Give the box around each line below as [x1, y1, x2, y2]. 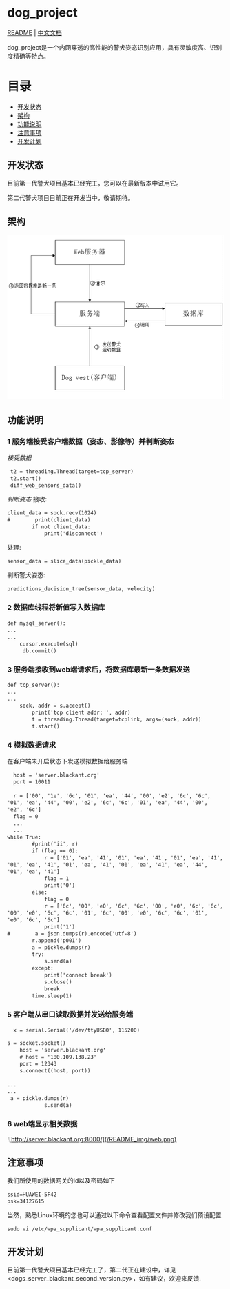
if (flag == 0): [32, 848, 79, 855]
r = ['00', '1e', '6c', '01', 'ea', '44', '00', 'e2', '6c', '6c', [13, 792, 211, 799]
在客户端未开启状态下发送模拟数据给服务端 [7, 757, 128, 766]
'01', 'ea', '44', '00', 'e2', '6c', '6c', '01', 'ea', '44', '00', [7, 799, 208, 806]
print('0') [43, 882, 76, 889]
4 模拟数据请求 [7, 740, 56, 750]
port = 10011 [13, 779, 51, 786]
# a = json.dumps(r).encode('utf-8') [7, 930, 137, 937]
